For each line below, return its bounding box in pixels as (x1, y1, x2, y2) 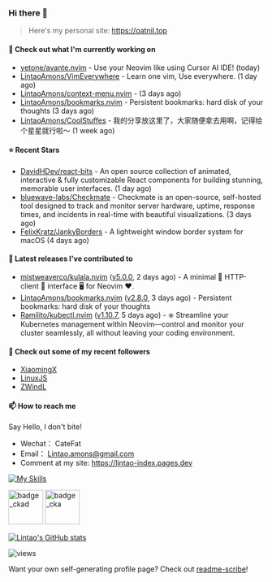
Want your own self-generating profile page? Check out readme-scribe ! (8, 564, 248, 574)
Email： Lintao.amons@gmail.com (19, 449, 135, 458)
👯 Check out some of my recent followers (8, 346, 150, 356)
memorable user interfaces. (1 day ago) (19, 183, 152, 193)
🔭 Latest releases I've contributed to (8, 254, 133, 263)
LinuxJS (19, 373, 48, 383)
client (19, 280, 39, 291)
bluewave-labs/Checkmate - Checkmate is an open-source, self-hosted (19, 192, 261, 202)
